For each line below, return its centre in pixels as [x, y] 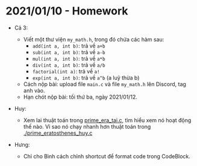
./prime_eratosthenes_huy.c [58, 133]
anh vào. [34, 90]
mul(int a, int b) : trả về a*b [69, 58]
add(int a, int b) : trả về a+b [69, 46]
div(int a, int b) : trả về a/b [69, 65]
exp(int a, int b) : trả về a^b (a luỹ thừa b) [86, 78]
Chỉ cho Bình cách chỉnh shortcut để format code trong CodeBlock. [107, 156]
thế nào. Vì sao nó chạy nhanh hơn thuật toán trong [87, 126]
